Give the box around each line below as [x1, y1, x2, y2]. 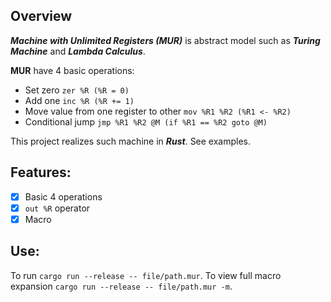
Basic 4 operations [24, 190, 103, 203]
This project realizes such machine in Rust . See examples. [10, 135, 252, 147]
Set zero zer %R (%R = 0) [24, 84, 130, 96]
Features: [10, 164, 72, 181]
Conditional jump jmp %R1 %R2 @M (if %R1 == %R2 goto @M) [24, 115, 268, 128]
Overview [10, 8, 73, 25]
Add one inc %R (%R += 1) [24, 94, 135, 106]
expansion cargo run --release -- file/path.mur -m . [10, 280, 233, 292]
